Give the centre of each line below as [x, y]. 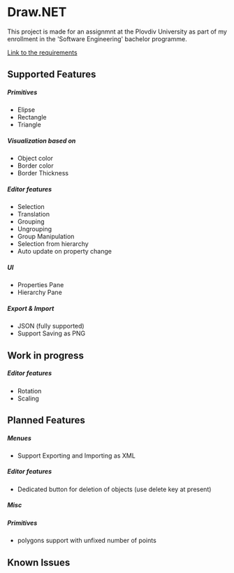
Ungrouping [35, 229]
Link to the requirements [43, 52]
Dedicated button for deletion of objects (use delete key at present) [114, 489]
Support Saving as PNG [51, 333]
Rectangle [32, 117]
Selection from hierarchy [53, 244]
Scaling [28, 398]
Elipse [26, 110]
